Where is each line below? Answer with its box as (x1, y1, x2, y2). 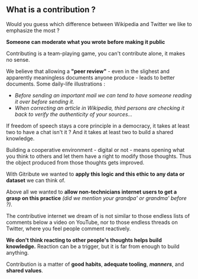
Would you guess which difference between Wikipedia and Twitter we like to (6, 20, 192, 27)
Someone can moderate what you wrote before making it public (6, 38, 165, 45)
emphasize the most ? (6, 27, 60, 34)
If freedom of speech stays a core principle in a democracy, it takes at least (6, 122, 190, 129)
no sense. (6, 56, 31, 63)
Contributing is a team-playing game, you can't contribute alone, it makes (6, 50, 185, 57)
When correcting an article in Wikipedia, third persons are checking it (14, 104, 185, 112)
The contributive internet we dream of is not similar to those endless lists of (6, 212, 190, 219)
